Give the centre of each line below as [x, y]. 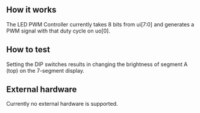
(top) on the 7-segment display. [45, 70]
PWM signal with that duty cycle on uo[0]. [58, 31]
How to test [28, 50]
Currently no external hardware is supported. [62, 104]
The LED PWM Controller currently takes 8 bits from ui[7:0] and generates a [100, 24]
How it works [31, 10]
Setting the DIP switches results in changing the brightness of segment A [97, 64]
